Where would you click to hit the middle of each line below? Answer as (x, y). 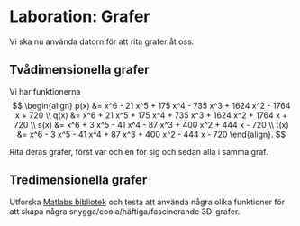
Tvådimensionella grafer (80, 70)
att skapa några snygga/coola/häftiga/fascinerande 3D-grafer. (125, 211)
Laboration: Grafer (80, 17)
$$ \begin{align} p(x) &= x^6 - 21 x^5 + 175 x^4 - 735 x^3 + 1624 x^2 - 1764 (151, 105)
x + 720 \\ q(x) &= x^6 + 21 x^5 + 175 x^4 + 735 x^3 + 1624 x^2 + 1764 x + (151, 115)
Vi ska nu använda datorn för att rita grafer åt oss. (102, 41)
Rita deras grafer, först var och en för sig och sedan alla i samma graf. (139, 151)
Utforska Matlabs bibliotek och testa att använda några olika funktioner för (147, 202)
